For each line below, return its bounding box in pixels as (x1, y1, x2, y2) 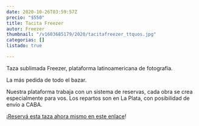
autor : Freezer (6, 25, 45, 32)
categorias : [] (6, 37, 45, 43)
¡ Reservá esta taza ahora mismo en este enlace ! (6, 113, 127, 120)
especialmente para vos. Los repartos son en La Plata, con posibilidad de (6, 94, 190, 102)
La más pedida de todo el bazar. (6, 76, 87, 84)
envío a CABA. (6, 101, 43, 108)
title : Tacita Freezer (6, 20, 64, 26)
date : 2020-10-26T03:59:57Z (6, 8, 78, 15)
